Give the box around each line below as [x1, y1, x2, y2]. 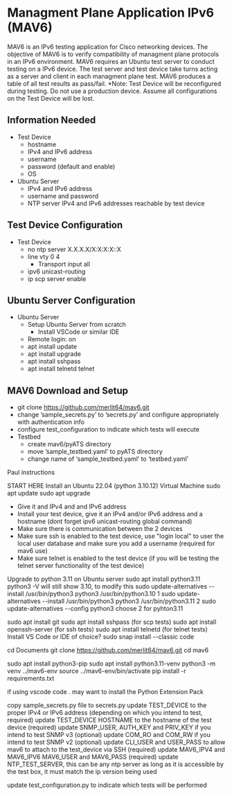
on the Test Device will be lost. [7, 94, 95, 102]
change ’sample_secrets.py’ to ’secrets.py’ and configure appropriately [17, 411, 220, 419]
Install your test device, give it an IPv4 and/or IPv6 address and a [17, 510, 203, 518]
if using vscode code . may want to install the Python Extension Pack [7, 688, 204, 696]
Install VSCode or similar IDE [37, 328, 120, 336]
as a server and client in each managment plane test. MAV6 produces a [7, 71, 211, 81]
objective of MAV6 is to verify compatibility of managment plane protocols [7, 50, 220, 58]
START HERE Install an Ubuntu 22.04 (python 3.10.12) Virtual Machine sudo [7, 482, 221, 490]
